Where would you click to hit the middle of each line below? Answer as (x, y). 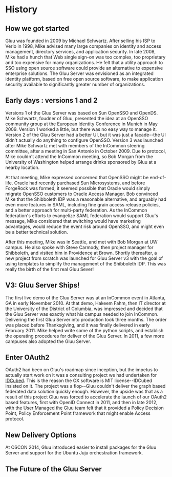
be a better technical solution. (37, 232)
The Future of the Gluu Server (54, 469)
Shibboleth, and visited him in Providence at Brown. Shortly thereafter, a (81, 253)
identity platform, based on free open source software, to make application (84, 79)
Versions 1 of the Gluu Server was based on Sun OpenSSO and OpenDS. (82, 113)
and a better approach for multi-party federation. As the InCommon (76, 210)
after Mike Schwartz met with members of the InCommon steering (75, 145)
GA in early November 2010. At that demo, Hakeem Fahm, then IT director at (85, 303)
